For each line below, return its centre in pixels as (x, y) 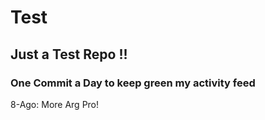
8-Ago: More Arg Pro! (55, 104)
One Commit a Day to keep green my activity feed (133, 83)
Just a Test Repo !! (69, 54)
